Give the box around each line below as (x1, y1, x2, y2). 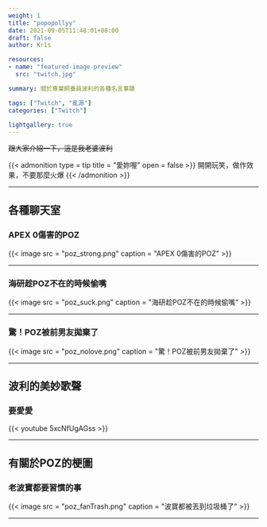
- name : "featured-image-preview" (8, 63, 123, 72)
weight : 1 (8, 11, 41, 20)
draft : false (8, 33, 52, 42)
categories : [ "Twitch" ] (8, 107, 87, 114)
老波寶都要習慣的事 (8, 482, 82, 493)
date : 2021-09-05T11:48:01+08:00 (8, 26, 119, 34)
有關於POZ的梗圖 (8, 456, 93, 470)
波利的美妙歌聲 (8, 379, 82, 393)
